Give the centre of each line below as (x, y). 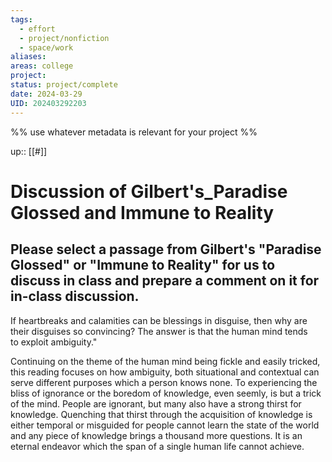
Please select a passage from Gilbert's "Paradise (166, 249)
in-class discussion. (75, 296)
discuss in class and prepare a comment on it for (165, 281)
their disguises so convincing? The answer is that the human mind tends (159, 331)
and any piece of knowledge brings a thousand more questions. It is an (156, 435)
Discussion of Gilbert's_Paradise (149, 191)
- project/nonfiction (64, 38)
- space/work (46, 47)
